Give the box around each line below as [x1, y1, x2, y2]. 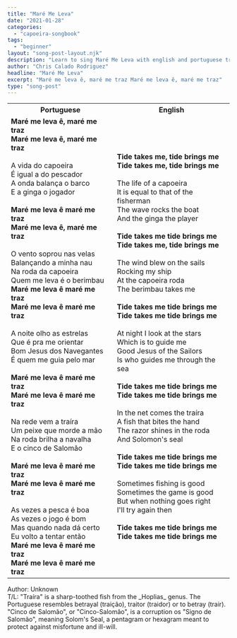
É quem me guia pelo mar [11, 355, 95, 365]
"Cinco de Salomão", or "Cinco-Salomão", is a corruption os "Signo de [7, 608, 212, 616]
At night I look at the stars [116, 329, 202, 338]
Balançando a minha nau [11, 258, 93, 268]
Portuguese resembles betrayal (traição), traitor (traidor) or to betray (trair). [7, 600, 226, 608]
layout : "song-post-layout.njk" [7, 50, 102, 57]
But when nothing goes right [116, 496, 211, 506]
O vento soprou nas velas [11, 249, 95, 259]
